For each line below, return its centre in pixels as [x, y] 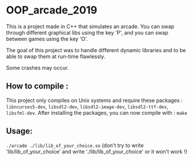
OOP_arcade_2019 [52, 10]
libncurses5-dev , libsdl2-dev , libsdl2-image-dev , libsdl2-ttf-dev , [87, 107]
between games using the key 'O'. [47, 39]
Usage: [20, 131]
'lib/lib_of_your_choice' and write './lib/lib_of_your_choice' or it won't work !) [97, 151]
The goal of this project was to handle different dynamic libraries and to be [96, 50]
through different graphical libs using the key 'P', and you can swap [87, 32]
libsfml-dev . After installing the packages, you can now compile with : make [97, 112]
